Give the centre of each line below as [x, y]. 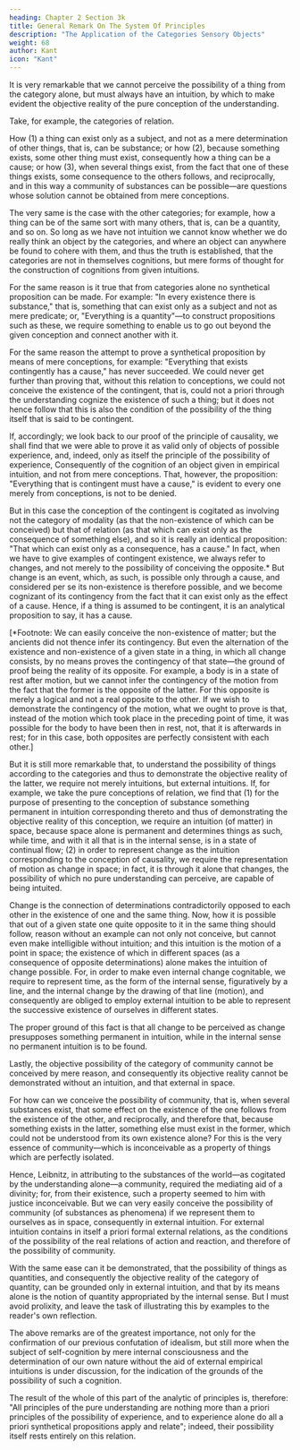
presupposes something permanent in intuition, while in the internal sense [145, 1037]
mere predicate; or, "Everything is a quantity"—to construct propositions [142, 316]
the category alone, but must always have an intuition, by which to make [142, 94]
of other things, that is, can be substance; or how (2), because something [145, 148]
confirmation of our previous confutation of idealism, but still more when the [150, 1343]
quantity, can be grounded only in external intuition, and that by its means [145, 1287]
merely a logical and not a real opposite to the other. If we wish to [129, 699]
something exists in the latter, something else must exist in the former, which [150, 1128]
